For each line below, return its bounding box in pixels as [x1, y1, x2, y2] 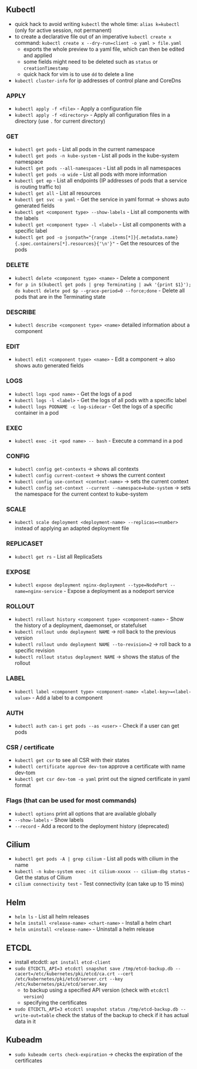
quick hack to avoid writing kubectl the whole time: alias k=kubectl [14, 20, 180, 27]
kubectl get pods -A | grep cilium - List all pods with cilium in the [14, 855, 178, 862]
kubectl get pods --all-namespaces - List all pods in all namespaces [14, 165, 181, 172]
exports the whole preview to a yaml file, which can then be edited [23, 45, 185, 53]
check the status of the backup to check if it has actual [55, 1012, 189, 1018]
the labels [14, 215, 39, 222]
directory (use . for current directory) [14, 118, 106, 125]
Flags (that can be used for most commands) [6, 797, 137, 805]
